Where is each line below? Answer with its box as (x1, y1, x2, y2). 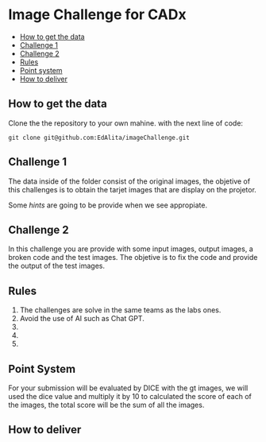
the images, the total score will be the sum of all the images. (8, 400, 205, 409)
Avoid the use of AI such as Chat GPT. (19, 314, 145, 324)
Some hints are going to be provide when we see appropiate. (8, 200, 208, 210)
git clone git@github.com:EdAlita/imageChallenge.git (8, 134, 191, 142)
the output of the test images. (8, 261, 106, 271)
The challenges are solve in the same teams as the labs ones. (19, 305, 222, 315)
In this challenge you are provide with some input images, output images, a (8, 244, 254, 254)
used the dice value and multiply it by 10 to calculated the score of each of (8, 392, 252, 401)
